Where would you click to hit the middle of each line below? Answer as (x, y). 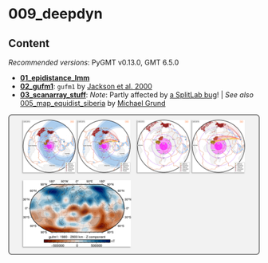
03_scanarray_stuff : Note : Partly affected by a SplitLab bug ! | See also (136, 95)
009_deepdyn (55, 14)
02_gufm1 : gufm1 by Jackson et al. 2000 (86, 86)
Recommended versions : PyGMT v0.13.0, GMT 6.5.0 (94, 62)
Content (29, 43)
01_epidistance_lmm (55, 78)
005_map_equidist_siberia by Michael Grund (93, 103)
